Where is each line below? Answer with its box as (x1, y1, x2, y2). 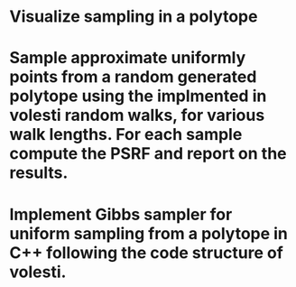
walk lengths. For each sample (9, 125, 243, 145)
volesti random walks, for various (9, 106, 265, 125)
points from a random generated (9, 67, 257, 88)
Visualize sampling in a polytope (9, 6, 258, 27)
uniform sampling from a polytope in (9, 223, 289, 244)
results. (9, 162, 69, 183)
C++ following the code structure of (9, 242, 284, 263)
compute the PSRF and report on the (9, 143, 287, 164)
